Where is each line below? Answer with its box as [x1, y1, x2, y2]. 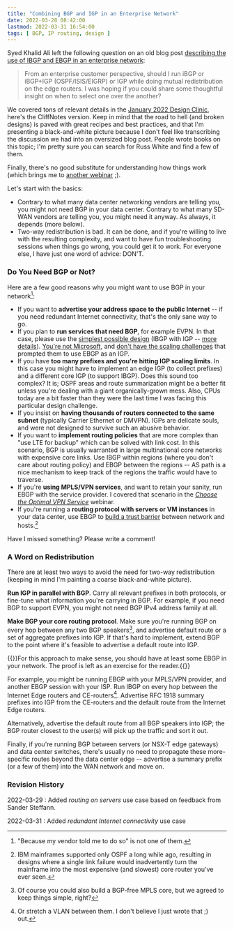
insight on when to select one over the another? [24, 92, 162, 100]
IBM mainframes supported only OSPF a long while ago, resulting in [17, 850, 212, 859]
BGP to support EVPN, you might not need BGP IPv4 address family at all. [7, 604, 218, 612]
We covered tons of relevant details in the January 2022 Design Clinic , [7, 105, 210, 114]
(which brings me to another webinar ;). [7, 171, 120, 179]
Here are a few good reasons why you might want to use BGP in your [7, 283, 205, 292]
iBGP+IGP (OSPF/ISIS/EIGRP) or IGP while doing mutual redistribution [24, 77, 224, 86]
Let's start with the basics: [7, 184, 84, 192]
